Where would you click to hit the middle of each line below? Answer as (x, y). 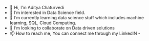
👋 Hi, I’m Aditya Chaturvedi (37, 7)
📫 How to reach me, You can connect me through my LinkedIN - (75, 33)
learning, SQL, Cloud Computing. (43, 23)
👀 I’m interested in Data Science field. (47, 13)
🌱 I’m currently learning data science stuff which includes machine (77, 18)
